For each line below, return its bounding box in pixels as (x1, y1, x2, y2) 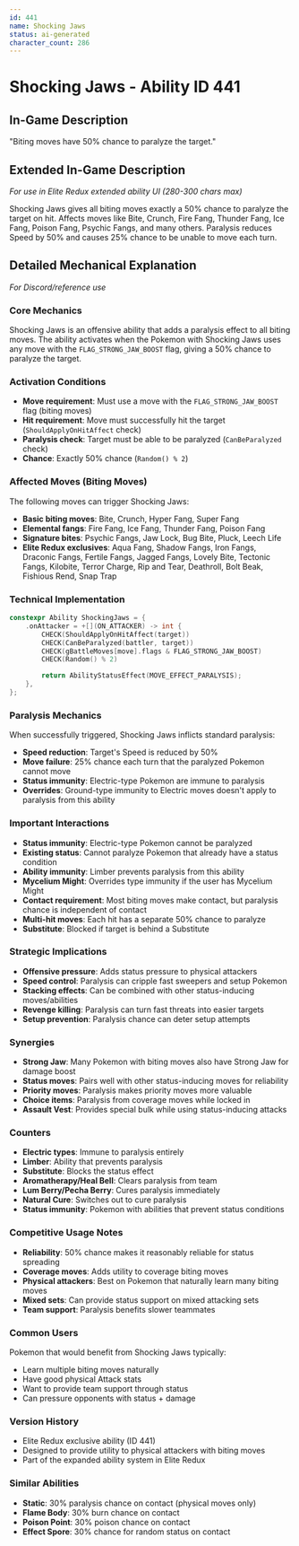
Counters (9, 1127, 51, 1140)
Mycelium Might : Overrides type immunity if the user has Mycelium (21, 876, 273, 887)
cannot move (21, 766, 72, 777)
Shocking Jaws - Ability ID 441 (9, 77, 241, 97)
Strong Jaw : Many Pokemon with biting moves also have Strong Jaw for (21, 1056, 289, 1068)
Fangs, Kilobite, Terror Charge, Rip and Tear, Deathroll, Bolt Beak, (21, 561, 264, 572)
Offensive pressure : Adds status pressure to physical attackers (21, 965, 258, 976)
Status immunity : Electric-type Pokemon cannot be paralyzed (21, 837, 252, 848)
